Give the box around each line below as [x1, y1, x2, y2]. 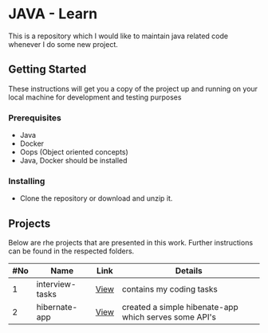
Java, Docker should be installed [19, 156, 128, 166]
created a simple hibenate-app [121, 302, 238, 313]
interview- [36, 279, 77, 290]
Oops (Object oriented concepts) [19, 147, 129, 157]
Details [175, 265, 203, 276]
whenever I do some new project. [8, 39, 118, 49]
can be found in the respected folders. [8, 246, 135, 256]
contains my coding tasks [121, 284, 218, 295]
